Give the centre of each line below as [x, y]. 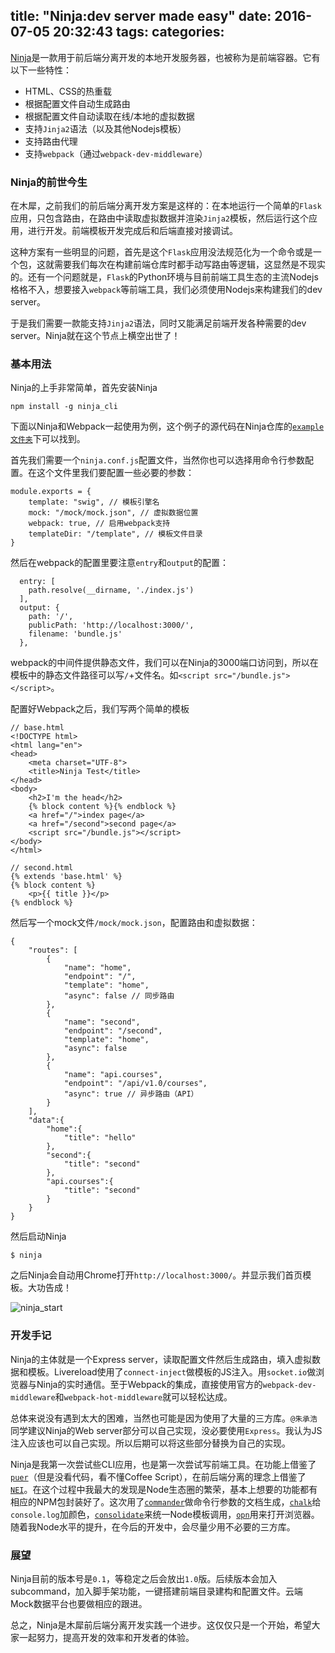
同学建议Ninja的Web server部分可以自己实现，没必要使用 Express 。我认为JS [166, 1430]
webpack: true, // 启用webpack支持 [99, 524]
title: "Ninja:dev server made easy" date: [141, 16]
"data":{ [46, 1120]
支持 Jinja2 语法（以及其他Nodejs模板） [105, 128]
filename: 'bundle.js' [75, 634]
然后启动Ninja [38, 1236]
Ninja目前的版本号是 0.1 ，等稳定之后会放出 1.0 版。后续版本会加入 [144, 1578]
